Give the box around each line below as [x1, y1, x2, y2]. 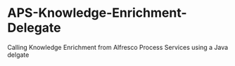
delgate [7, 51, 30, 59]
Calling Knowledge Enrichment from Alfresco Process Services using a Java [7, 43, 229, 51]
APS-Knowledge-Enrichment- [7, 5, 188, 21]
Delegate [7, 20, 61, 36]
